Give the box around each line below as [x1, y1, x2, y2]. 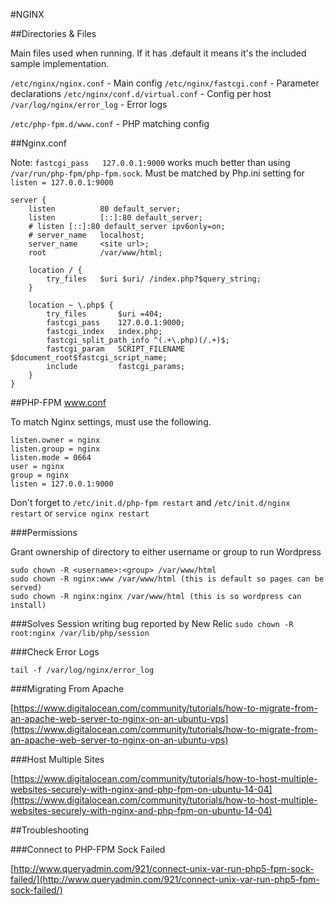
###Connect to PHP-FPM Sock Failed [10, 844, 166, 855]
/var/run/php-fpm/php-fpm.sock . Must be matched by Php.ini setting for [10, 167, 305, 179]
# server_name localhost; [28, 230, 145, 240]
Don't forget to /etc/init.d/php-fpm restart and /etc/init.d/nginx [10, 497, 291, 508]
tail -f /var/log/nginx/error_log [10, 665, 155, 675]
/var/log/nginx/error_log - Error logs [10, 99, 168, 110]
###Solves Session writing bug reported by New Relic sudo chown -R [10, 618, 294, 629]
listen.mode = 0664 [10, 453, 92, 463]
